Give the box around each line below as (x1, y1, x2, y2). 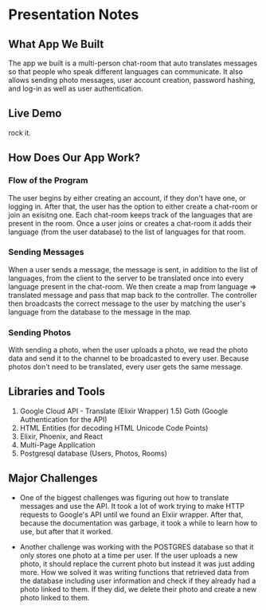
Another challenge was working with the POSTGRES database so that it (19, 542, 254, 551)
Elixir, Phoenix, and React (19, 432, 104, 441)
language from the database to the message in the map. (8, 307, 193, 316)
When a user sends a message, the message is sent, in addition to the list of (8, 264, 258, 274)
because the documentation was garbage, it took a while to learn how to (19, 518, 258, 527)
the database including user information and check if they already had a (19, 576, 256, 585)
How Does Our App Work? (8, 151, 141, 165)
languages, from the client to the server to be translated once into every (8, 273, 244, 283)
